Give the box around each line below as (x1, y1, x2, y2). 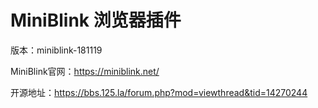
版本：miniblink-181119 (10, 44, 103, 56)
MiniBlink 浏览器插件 (10, 9, 182, 32)
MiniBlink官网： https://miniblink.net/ (10, 65, 160, 77)
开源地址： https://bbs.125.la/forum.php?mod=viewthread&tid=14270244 (10, 86, 308, 98)
